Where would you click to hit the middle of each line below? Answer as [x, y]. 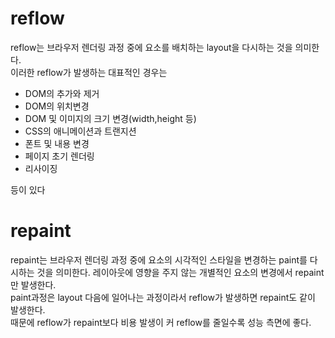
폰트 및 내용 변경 [57, 143]
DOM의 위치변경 [57, 106]
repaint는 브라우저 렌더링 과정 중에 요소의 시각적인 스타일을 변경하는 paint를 [159, 259]
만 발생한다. [33, 284]
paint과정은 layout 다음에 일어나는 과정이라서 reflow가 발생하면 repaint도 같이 [163, 297]
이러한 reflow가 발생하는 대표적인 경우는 [89, 72]
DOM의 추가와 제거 [62, 93]
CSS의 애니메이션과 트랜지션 [80, 131]
